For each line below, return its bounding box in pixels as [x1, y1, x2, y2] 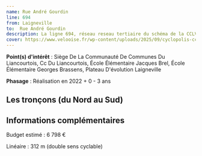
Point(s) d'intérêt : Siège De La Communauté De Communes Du [6, 53, 165, 60]
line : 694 [6, 14, 31, 20]
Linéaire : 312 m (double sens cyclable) [6, 143, 103, 150]
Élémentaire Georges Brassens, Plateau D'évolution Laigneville [6, 66, 162, 73]
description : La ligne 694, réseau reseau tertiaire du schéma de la [6, 31, 185, 37]
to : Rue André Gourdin [6, 25, 66, 32]
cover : [6, 37, 23, 43]
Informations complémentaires [6, 115, 125, 125]
